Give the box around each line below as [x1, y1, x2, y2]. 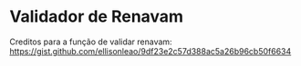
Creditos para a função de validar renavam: [9, 36, 172, 47]
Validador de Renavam [9, 6, 184, 27]
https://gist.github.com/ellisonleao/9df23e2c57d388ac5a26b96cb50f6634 [9, 45, 292, 56]
